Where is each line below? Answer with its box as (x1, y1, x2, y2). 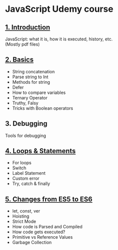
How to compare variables (12, 90, 66, 95)
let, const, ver (12, 208, 40, 214)
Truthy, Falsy (12, 100, 38, 106)
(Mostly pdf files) (5, 41, 40, 47)
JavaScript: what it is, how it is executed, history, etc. (5, 36, 113, 42)
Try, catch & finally (12, 181, 50, 187)
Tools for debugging (5, 132, 46, 138)
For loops (12, 160, 32, 166)
